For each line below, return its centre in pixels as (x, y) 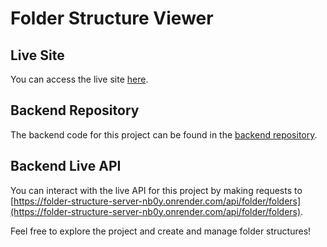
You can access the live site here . (79, 79)
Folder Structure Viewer (112, 18)
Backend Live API (66, 166)
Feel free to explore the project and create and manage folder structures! (161, 231)
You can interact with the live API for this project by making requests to (156, 190)
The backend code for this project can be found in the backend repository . (164, 134)
